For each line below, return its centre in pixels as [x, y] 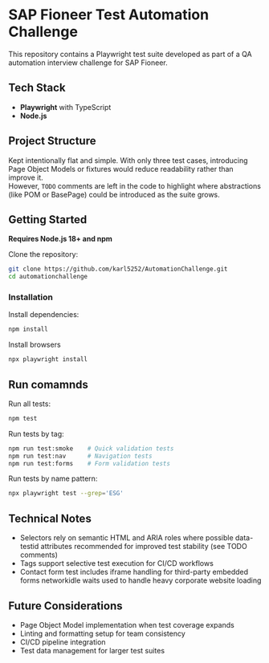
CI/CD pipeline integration [63, 642]
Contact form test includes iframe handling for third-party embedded [134, 572]
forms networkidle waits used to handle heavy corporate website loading [141, 580]
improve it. [26, 177]
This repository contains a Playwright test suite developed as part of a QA [130, 54]
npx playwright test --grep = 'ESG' [66, 494]
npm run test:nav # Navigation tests [80, 456]
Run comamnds [48, 384]
